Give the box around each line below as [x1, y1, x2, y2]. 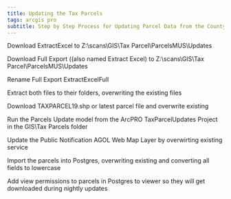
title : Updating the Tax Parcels [7, 10, 103, 17]
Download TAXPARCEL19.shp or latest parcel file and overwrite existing [7, 102, 209, 110]
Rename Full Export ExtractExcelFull [7, 75, 109, 84]
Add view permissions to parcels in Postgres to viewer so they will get [7, 177, 206, 185]
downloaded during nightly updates [7, 185, 108, 193]
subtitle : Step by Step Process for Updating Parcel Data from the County [7, 23, 226, 30]
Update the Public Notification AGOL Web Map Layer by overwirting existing [7, 136, 223, 144]
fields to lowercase [7, 164, 61, 172]
